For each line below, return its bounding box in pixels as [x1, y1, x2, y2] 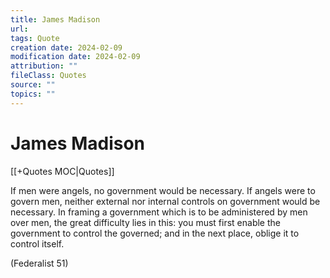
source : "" [10, 80, 56, 90]
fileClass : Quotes [10, 71, 87, 81]
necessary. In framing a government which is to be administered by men [10, 206, 308, 218]
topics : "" [10, 89, 56, 99]
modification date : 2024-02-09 [10, 52, 141, 62]
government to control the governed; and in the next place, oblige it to [10, 227, 300, 239]
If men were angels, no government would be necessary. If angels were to [10, 184, 316, 196]
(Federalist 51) [10, 257, 69, 269]
